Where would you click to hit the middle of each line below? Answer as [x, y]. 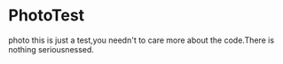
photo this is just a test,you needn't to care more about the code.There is [141, 40]
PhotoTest [47, 16]
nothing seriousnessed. [51, 49]
